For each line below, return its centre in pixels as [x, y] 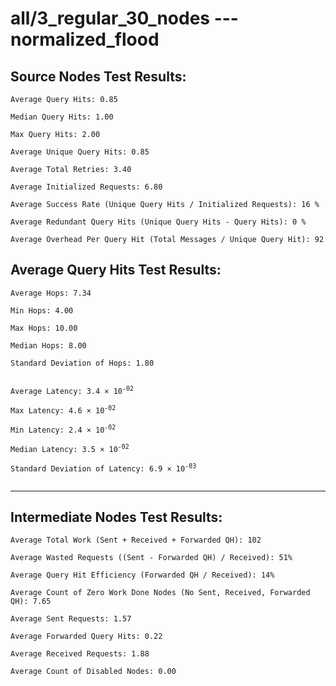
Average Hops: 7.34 [51, 293]
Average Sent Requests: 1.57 [71, 619]
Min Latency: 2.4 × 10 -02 [63, 429]
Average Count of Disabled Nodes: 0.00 [93, 672]
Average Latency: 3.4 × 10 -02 [72, 390]
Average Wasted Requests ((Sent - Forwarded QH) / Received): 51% [151, 558]
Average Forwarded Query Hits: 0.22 [86, 637]
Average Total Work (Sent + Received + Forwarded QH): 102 [136, 540]
